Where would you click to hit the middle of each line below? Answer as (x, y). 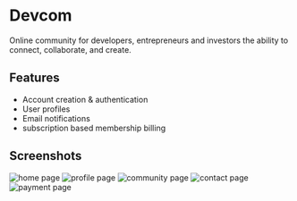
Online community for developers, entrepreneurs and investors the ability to (149, 40)
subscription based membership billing (94, 128)
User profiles (46, 109)
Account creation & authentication (85, 99)
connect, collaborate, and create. (70, 49)
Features (34, 78)
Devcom (41, 16)
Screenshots (46, 156)
